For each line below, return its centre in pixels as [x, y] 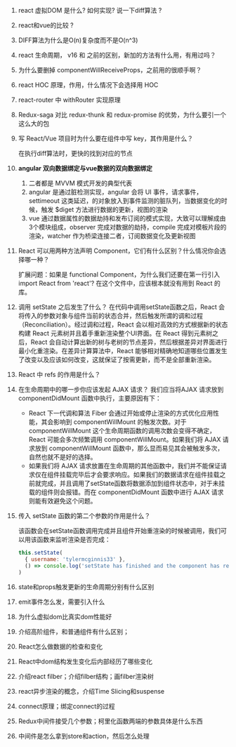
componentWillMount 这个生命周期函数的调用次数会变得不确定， [122, 431]
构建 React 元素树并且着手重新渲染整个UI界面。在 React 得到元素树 [115, 333]
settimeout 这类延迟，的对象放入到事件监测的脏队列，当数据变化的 [125, 201]
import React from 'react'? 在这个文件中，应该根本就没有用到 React [115, 283]
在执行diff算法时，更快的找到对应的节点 [75, 153]
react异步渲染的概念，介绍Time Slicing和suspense [91, 691]
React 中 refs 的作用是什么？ [59, 375]
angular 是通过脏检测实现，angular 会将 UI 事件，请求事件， [116, 192]
